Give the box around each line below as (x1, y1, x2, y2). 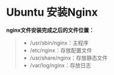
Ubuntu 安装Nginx (6, 5, 98, 19)
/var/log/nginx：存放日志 (29, 61, 91, 69)
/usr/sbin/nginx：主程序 (29, 39, 89, 46)
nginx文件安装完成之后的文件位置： (6, 26, 95, 34)
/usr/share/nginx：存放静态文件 (29, 54, 108, 61)
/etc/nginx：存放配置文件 (29, 46, 92, 54)
